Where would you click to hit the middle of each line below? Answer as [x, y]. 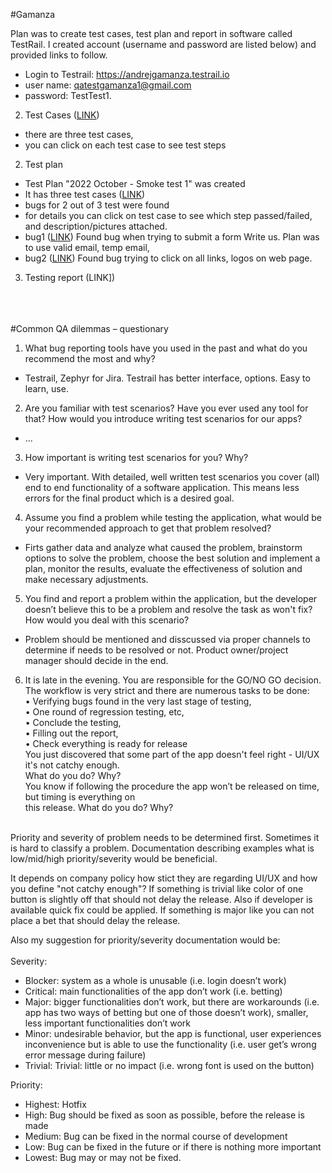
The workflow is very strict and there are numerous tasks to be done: [167, 690]
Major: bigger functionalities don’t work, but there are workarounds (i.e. [172, 1002]
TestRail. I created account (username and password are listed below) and [163, 44]
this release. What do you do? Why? [99, 807]
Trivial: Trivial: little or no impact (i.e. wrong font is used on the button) [169, 1065]
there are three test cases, [79, 134]
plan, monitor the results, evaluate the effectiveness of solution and [163, 568]
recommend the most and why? [90, 358]
